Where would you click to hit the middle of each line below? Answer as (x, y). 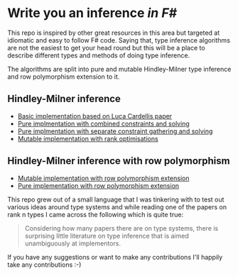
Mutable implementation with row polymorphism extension (103, 178)
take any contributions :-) (44, 265)
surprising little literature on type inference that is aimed (107, 236)
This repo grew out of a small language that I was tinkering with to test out (116, 199)
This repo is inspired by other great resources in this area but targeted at (114, 33)
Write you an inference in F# (92, 13)
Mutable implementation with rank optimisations (88, 138)
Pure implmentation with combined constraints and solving (103, 123)
